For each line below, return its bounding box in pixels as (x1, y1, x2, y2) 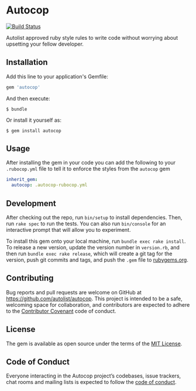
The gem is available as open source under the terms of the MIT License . (6, 340, 183, 347)
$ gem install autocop (6, 128, 61, 133)
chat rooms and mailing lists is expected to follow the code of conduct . (6, 379, 177, 386)
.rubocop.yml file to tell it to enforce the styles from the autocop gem (6, 165, 171, 173)
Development (6, 198, 57, 208)
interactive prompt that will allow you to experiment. (6, 227, 131, 233)
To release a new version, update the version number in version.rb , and (6, 244, 180, 251)
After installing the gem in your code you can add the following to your (6, 159, 176, 166)
